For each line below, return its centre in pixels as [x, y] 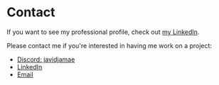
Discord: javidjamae [46, 59]
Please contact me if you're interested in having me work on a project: [109, 45]
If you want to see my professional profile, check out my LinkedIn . [103, 32]
